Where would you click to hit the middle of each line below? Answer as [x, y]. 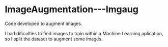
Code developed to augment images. [44, 24]
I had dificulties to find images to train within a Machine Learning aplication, [84, 33]
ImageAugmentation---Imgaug [72, 9]
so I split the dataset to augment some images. [54, 39]
